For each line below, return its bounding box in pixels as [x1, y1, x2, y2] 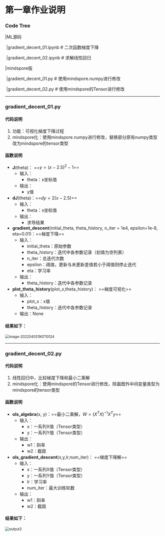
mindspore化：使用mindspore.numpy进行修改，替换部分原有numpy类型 [12, 134, 158, 140]
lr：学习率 [27, 479, 48, 484]
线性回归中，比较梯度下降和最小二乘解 [12, 375, 90, 380]
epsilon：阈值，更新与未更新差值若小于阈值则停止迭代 [27, 262, 137, 268]
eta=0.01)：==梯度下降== [12, 231, 65, 237]
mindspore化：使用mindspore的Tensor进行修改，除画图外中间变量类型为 [12, 381, 160, 387]
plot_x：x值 [27, 298, 50, 304]
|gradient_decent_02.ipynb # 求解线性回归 [6, 55, 91, 61]
